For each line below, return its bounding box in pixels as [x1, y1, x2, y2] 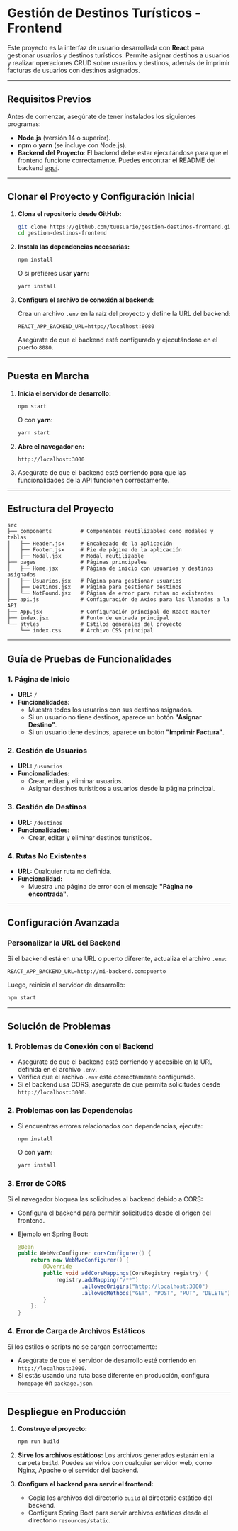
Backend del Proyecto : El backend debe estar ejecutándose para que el [17, 148, 229, 157]
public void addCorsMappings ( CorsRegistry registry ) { [43, 1270, 209, 1277]
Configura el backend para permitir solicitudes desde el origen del [17, 1208, 211, 1217]
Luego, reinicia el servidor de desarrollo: [7, 980, 125, 989]
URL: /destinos [17, 818, 63, 826]
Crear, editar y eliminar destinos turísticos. [28, 833, 152, 841]
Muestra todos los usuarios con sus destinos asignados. [28, 705, 193, 714]
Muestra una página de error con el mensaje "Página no [28, 882, 193, 891]
